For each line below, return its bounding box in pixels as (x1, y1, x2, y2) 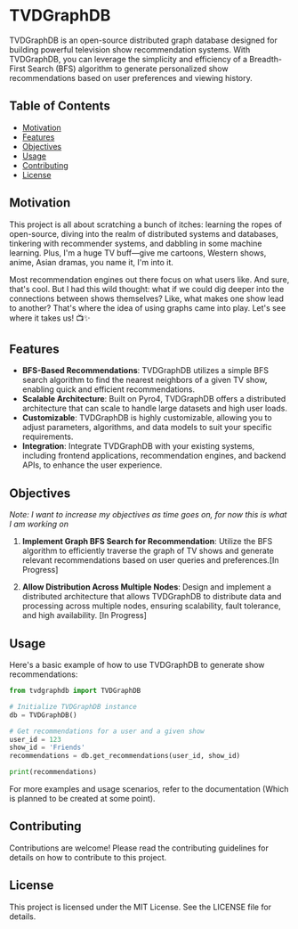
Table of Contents (9, 99, 111, 114)
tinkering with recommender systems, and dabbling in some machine (9, 238, 262, 249)
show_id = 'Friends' (9, 743, 86, 753)
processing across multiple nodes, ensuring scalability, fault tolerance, (21, 600, 282, 611)
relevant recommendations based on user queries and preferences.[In (21, 555, 279, 566)
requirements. (21, 431, 74, 442)
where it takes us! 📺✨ (9, 313, 91, 323)
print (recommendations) (9, 768, 98, 777)
